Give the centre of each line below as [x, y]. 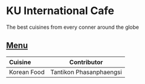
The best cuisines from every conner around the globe [72, 27]
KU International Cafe [60, 11]
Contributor [86, 62]
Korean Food [27, 72]
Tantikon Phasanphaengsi [86, 72]
